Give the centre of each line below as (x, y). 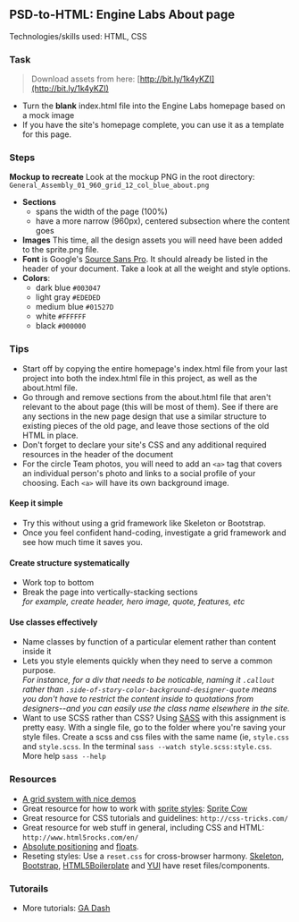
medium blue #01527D (75, 307)
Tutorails (29, 888)
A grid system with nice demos (79, 798)
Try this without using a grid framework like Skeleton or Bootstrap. (144, 523)
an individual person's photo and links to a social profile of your (139, 473)
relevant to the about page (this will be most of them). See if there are (150, 406)
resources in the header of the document (98, 454)
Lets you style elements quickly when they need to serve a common (147, 661)
